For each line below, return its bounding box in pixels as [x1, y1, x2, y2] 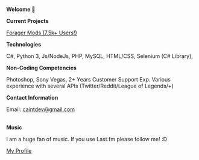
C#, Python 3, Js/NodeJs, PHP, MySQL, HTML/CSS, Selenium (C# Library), [6, 53, 193, 60]
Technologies [6, 41, 42, 48]
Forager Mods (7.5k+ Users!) [6, 29, 77, 36]
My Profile [6, 147, 32, 154]
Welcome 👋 [6, 6, 36, 13]
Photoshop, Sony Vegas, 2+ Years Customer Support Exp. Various [6, 76, 171, 83]
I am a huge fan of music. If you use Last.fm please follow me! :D [6, 136, 168, 142]
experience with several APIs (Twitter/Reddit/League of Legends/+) [6, 82, 174, 89]
